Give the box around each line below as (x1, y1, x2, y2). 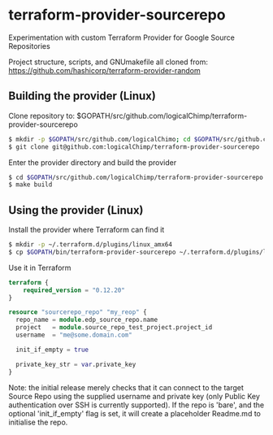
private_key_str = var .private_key (15, 360, 136, 368)
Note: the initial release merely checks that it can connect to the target (8, 382, 244, 392)
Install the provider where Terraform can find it (8, 225, 165, 235)
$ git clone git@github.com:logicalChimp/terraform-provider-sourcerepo (8, 142, 260, 151)
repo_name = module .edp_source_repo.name (15, 315, 158, 324)
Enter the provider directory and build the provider (8, 157, 177, 167)
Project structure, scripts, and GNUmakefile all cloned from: (8, 57, 209, 67)
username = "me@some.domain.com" (15, 331, 132, 339)
